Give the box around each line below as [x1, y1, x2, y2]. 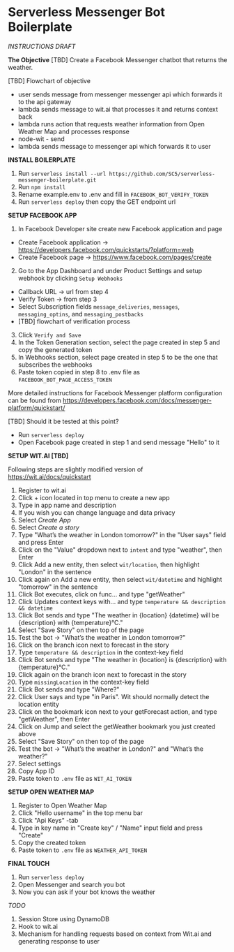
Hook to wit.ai [17, 922, 58, 930]
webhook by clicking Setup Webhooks [17, 274, 123, 282]
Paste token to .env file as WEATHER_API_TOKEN [17, 846, 148, 854]
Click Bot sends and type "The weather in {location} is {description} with [17, 655, 227, 664]
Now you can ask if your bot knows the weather [17, 888, 156, 896]
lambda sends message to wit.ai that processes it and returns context [17, 105, 218, 113]
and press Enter [17, 538, 64, 546]
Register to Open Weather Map [17, 801, 107, 810]
